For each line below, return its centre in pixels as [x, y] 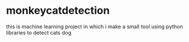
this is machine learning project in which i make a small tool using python [95, 26]
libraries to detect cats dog [39, 32]
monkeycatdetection [58, 11]
